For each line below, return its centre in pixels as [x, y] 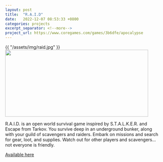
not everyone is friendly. [30, 145]
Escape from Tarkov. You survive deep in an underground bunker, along [79, 129]
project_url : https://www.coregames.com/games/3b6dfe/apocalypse [74, 33]
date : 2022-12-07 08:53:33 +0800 [42, 19]
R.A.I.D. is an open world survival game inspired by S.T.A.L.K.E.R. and [76, 124]
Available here [20, 155]
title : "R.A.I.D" [24, 14]
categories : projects [28, 24]
